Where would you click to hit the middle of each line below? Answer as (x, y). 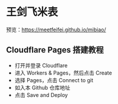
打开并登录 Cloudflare (41, 65)
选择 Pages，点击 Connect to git (54, 80)
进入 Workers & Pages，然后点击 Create (63, 73)
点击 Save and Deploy (41, 95)
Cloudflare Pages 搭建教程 (55, 50)
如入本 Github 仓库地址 (42, 87)
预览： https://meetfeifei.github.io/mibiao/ (56, 30)
